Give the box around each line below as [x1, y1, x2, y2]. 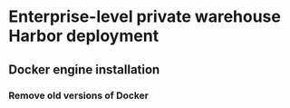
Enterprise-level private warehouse [8, 6, 282, 27]
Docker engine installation [8, 62, 160, 77]
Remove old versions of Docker [8, 89, 149, 102]
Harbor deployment [8, 25, 159, 46]
